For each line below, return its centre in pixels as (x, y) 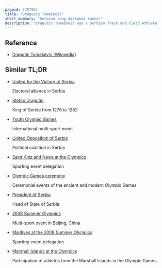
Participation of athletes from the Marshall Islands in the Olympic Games (84, 260)
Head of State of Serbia (36, 204)
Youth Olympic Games (34, 119)
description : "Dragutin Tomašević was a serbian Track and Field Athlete (81, 23)
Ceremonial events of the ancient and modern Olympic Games (74, 185)
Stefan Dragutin (28, 100)
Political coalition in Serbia (38, 147)
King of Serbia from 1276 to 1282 (45, 109)
